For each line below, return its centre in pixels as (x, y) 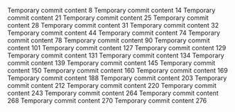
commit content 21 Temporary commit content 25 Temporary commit (108, 18)
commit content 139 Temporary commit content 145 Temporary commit (111, 63)
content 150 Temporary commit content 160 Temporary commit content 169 (118, 71)
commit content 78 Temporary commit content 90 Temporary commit (109, 40)
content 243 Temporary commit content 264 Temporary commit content (113, 93)
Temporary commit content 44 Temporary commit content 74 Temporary (114, 33)
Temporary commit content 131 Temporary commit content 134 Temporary (116, 55)
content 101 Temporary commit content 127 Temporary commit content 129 (117, 48)
